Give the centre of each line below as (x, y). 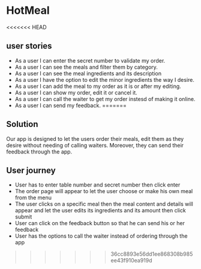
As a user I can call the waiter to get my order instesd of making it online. (105, 99)
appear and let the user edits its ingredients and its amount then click (100, 211)
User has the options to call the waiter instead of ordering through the (101, 236)
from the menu (33, 198)
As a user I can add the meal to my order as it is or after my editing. (98, 86)
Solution (22, 124)
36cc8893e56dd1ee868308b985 (152, 254)
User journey (31, 170)
